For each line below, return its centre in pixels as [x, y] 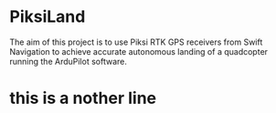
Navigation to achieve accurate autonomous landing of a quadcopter [138, 51]
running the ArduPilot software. [69, 61]
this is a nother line [83, 98]
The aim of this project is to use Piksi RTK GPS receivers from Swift [136, 42]
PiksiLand [48, 17]
